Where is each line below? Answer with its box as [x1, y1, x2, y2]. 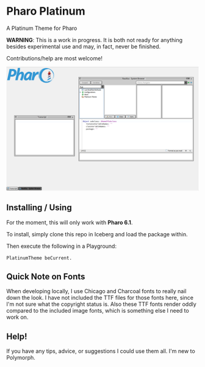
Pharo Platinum [6, 4, 85, 18]
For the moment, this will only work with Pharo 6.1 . [6, 219, 133, 226]
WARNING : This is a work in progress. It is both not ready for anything [6, 36, 183, 43]
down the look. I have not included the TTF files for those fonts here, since [6, 294, 194, 302]
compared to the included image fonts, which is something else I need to [6, 307, 189, 314]
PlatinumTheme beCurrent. [6, 255, 72, 261]
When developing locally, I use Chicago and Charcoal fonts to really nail [6, 288, 187, 295]
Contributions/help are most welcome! [6, 54, 103, 62]
